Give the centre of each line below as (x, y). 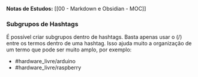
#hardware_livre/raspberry (48, 67)
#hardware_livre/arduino (45, 61)
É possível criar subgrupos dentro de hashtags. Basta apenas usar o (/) (94, 37)
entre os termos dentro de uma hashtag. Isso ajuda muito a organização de (99, 44)
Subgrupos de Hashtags (42, 24)
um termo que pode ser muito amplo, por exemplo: (69, 50)
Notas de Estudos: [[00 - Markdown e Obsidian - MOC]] (76, 9)
